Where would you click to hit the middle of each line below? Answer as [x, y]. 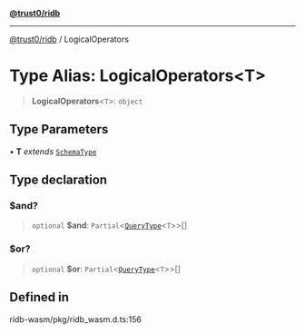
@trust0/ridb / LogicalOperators [69, 39]
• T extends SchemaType [53, 151]
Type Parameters [59, 129]
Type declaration [58, 180]
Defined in [39, 297]
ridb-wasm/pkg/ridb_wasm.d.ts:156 [76, 319]
